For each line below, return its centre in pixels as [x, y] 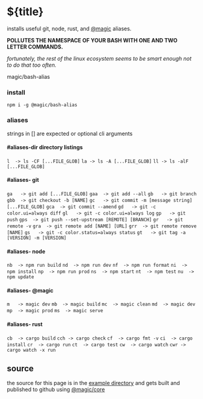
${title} [25, 12]
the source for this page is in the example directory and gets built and [93, 383]
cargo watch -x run [31, 350]
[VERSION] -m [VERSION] [37, 238]
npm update [21, 277]
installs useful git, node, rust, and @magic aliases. [69, 29]
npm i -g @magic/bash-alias [42, 105]
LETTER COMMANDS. [35, 47]
